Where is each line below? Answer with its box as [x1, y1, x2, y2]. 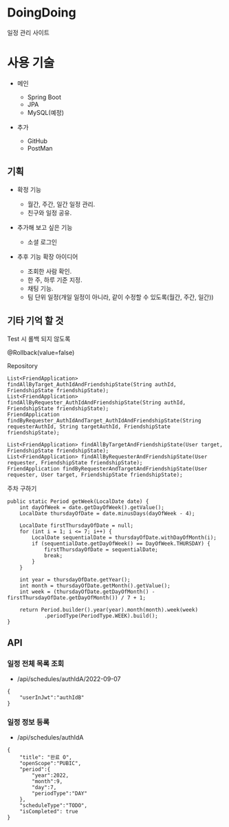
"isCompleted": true [19, 808, 78, 815]
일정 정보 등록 [7, 718, 50, 727]
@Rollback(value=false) [7, 348, 75, 356]
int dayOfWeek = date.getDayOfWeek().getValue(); [19, 504, 165, 511]
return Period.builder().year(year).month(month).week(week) [19, 606, 198, 613]
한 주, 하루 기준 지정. [27, 275, 83, 283]
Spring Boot [27, 93, 62, 101]
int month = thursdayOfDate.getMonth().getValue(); [19, 582, 171, 589]
